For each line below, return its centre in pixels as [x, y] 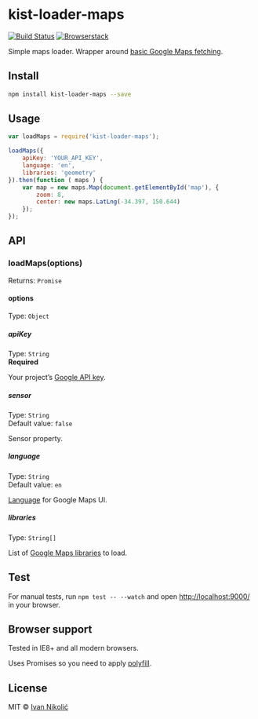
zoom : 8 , [51, 195]
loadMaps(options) [45, 263]
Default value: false [40, 423]
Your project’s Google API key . [57, 377]
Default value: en [35, 484]
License [28, 688]
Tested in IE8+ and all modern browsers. [74, 648]
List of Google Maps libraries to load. [68, 553]
